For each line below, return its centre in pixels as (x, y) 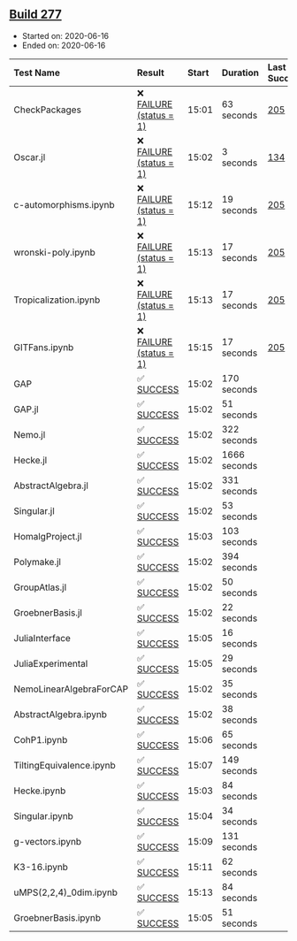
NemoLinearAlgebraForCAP (71, 689)
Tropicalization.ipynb (57, 300)
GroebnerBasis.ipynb (57, 917)
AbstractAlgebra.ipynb (61, 714)
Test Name (37, 73)
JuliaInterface (42, 638)
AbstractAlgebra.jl (51, 486)
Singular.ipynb (43, 815)
